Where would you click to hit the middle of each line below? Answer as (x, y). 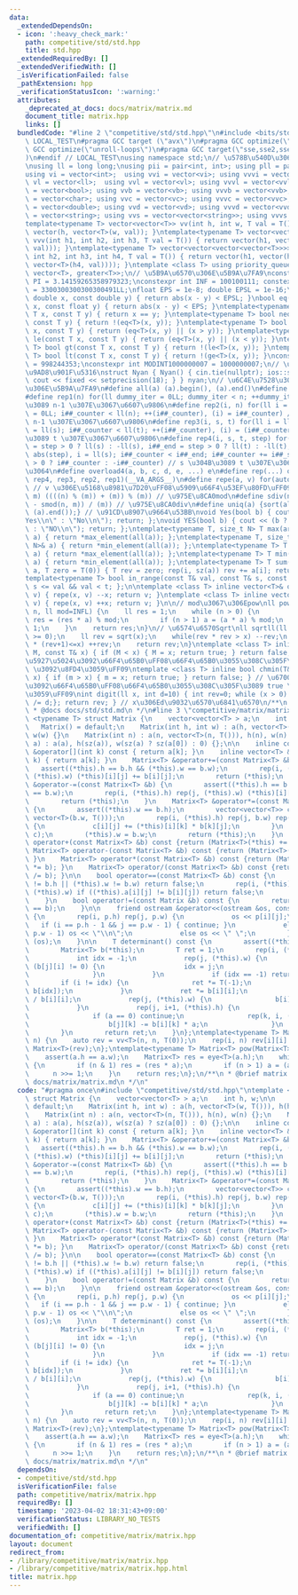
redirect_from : (37, 1552)
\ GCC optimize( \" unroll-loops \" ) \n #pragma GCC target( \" (134, 149)
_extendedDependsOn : (55, 26)
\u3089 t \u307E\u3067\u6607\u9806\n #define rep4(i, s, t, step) (149, 438)
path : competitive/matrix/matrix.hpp (87, 1495)
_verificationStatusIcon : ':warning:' (89, 91)
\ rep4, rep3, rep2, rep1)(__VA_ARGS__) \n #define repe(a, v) (140, 479)
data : (19, 17)
